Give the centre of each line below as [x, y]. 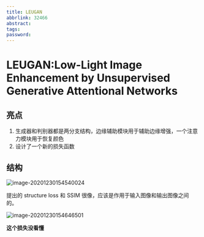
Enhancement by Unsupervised [88, 78]
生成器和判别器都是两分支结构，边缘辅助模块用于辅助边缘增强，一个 [101, 131]
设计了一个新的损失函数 [45, 146]
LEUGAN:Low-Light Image [74, 65]
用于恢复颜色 [48, 139]
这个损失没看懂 [25, 228]
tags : [13, 29]
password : [19, 35]
